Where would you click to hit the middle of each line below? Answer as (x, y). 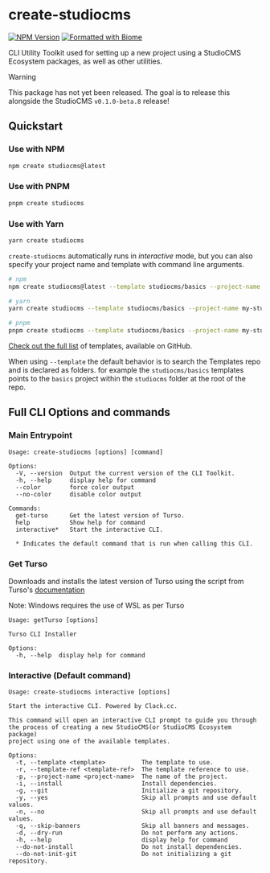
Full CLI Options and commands (90, 412)
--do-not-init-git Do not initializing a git (123, 854)
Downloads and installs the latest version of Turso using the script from (126, 582)
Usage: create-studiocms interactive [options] (90, 692)
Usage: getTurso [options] (53, 620)
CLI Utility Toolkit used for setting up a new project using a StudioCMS (125, 52)
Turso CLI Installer (43, 634)
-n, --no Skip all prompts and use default (136, 812)
